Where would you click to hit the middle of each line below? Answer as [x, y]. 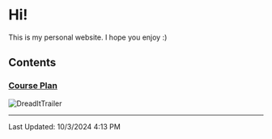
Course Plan [33, 86]
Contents [32, 63]
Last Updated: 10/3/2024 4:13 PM [65, 126]
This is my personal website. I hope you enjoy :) [88, 37]
